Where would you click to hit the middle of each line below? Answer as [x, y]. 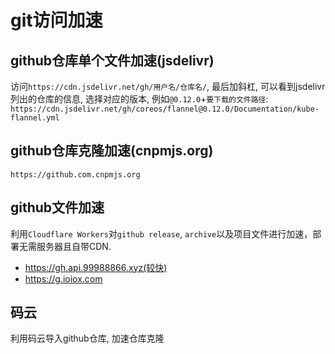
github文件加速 [57, 207]
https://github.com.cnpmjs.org [75, 174]
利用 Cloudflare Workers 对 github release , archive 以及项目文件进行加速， [161, 233]
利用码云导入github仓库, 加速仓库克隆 [87, 338]
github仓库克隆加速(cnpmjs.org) [112, 151]
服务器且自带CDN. [74, 246]
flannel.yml [35, 118]
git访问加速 [56, 20]
